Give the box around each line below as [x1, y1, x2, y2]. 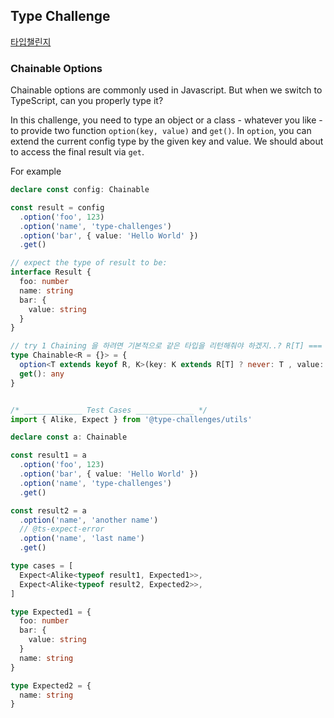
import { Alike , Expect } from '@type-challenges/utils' [10, 414, 253, 424]
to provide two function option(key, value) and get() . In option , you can [10, 125, 312, 137]
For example [10, 165, 62, 178]
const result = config [10, 202, 105, 213]
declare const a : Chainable [10, 432, 128, 443]
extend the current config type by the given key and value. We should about [10, 135, 324, 148]
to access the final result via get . [10, 146, 145, 158]
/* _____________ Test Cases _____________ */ [10, 405, 208, 415]
